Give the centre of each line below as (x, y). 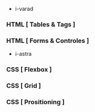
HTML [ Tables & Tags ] (41, 24)
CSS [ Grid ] (24, 86)
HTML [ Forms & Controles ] (48, 41)
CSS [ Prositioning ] (35, 102)
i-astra (23, 54)
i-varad (24, 9)
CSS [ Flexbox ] (29, 70)
